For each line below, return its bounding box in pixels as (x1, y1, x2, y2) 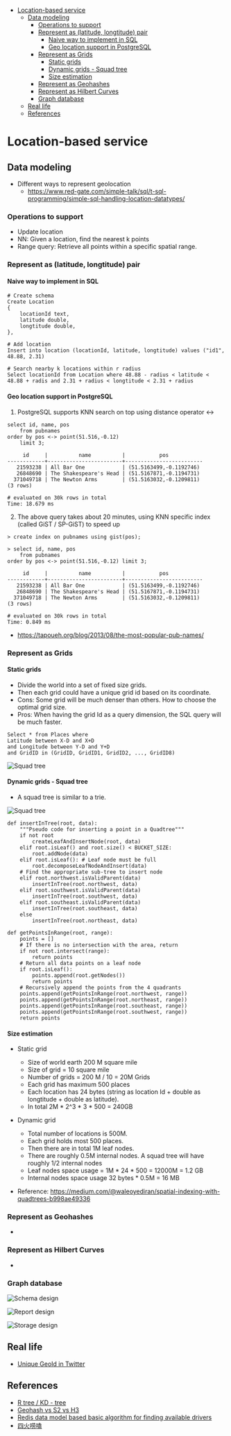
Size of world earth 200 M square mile (27, 1058, 137, 1067)
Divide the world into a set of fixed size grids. (17, 681, 147, 689)
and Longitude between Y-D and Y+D (7, 743, 110, 750)
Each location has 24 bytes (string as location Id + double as (27, 1088, 201, 1096)
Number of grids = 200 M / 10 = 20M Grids (27, 1073, 151, 1081)
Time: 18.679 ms (7, 500, 54, 507)
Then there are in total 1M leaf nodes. (27, 1144, 135, 1153)
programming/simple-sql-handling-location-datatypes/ (27, 195, 185, 202)
